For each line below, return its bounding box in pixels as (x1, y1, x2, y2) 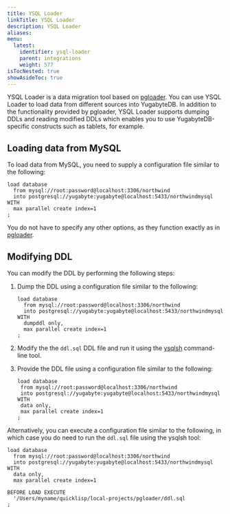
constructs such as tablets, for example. (31, 122, 145, 131)
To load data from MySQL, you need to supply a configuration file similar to (7, 161, 220, 169)
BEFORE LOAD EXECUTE (7, 489, 67, 496)
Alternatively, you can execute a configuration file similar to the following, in (7, 426, 222, 434)
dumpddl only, (23, 320, 64, 327)
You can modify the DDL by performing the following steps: (7, 269, 175, 277)
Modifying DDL (7, 251, 73, 263)
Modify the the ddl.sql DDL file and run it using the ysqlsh (16, 344, 183, 352)
